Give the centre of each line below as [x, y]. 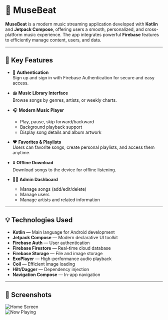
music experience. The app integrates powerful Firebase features [91, 34]
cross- [151, 29]
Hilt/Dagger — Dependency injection [51, 269]
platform [14, 34]
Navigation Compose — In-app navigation [56, 275]
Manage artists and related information [60, 200]
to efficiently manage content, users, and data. [53, 40]
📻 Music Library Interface [40, 93]
